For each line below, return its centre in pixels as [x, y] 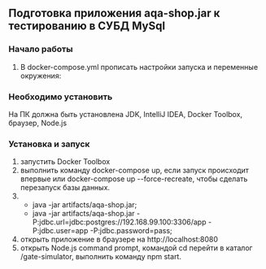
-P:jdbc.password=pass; [131, 231]
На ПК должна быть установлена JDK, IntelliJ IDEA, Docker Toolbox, [125, 114]
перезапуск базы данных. [65, 188]
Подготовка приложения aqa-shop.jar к [114, 13]
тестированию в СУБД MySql [87, 26]
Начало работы [41, 50]
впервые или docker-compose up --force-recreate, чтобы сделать [134, 179]
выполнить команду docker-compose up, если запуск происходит [135, 171]
